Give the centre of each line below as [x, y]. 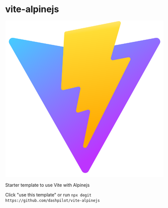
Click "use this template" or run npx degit [48, 194]
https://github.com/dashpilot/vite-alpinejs [53, 200]
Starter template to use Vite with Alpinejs [48, 185]
